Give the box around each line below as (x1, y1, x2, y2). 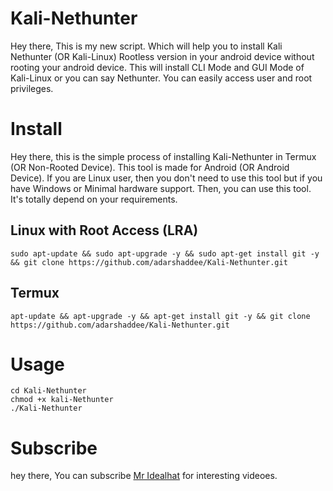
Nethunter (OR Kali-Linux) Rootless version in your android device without (10, 50, 315, 62)
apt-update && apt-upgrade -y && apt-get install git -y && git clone (10, 311, 311, 321)
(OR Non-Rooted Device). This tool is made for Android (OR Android (10, 161, 290, 173)
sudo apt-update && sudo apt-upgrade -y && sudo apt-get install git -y (10, 248, 320, 259)
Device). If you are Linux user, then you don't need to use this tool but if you (10, 172, 323, 184)
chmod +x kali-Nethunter (10, 395, 114, 405)
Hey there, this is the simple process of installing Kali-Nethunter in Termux (10, 150, 317, 162)
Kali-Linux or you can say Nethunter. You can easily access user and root (10, 72, 313, 84)
